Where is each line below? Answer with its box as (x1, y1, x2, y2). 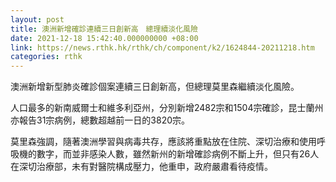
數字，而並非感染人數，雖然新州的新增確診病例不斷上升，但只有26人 (36, 148, 320, 160)
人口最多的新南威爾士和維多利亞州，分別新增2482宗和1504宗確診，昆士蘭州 (10, 102, 324, 114)
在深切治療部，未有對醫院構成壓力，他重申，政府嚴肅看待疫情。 (10, 161, 273, 173)
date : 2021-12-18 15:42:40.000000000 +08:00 (10, 33, 199, 43)
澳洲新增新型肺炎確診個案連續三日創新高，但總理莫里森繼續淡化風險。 (10, 81, 300, 93)
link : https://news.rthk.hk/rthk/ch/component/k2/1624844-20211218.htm (10, 42, 315, 53)
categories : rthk (10, 52, 83, 62)
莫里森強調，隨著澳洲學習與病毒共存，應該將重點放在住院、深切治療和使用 (10, 136, 317, 148)
